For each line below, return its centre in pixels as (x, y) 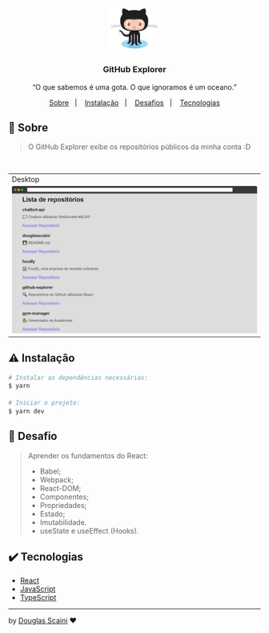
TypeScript (38, 597)
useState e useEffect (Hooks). (89, 530)
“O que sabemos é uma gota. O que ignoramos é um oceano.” (134, 87)
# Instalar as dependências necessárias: (78, 377)
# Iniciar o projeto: (44, 403)
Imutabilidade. (63, 522)
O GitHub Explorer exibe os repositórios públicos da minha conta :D (139, 147)
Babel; (50, 471)
